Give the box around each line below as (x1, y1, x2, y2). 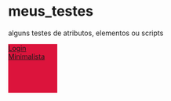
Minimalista (8, 52, 45, 61)
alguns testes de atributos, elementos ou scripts (8, 28, 164, 38)
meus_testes (8, 2, 94, 20)
